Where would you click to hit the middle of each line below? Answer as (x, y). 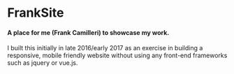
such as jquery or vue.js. (43, 63)
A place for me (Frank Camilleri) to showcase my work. (88, 32)
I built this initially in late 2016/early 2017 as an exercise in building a (105, 48)
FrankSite (36, 13)
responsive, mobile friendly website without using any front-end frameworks (117, 55)
